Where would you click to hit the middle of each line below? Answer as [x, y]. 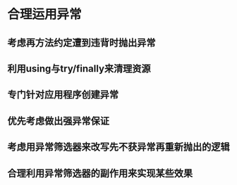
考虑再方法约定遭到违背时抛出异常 [81, 43]
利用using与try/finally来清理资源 [79, 69]
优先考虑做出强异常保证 [58, 121]
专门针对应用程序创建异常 [63, 95]
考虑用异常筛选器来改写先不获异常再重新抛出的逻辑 [119, 147]
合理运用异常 [45, 14]
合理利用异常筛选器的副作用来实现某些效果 [100, 173]
